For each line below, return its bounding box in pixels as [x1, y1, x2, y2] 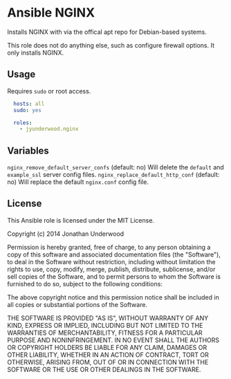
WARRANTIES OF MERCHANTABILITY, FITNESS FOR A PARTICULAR [7, 329, 203, 337]
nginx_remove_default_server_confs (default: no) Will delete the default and [7, 163, 225, 172]
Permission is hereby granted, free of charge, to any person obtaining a [7, 243, 211, 251]
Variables [7, 145, 50, 156]
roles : [13, 119, 33, 126]
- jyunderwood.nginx [19, 126, 79, 133]
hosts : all [13, 100, 45, 107]
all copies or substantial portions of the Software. [7, 300, 147, 308]
